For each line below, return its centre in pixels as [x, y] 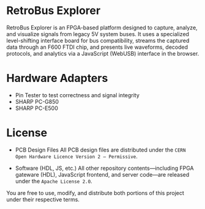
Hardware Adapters [57, 79]
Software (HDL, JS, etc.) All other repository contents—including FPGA [104, 168]
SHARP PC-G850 [37, 101]
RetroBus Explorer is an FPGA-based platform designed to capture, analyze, [102, 28]
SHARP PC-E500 [36, 108]
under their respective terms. [43, 199]
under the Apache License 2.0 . [54, 181]
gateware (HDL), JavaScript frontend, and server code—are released [102, 174]
